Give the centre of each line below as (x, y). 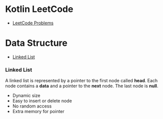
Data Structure (36, 43)
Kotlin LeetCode (39, 9)
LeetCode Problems (33, 23)
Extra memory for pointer (38, 112)
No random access (32, 106)
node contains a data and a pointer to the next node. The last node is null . (82, 86)
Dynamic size (26, 96)
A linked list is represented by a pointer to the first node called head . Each (81, 81)
